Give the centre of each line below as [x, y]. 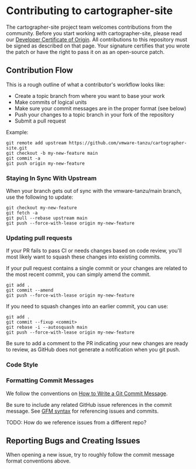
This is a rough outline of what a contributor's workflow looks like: [85, 84]
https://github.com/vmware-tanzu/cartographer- [128, 143]
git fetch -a [22, 213]
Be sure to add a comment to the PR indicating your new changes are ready [97, 344]
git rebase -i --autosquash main [47, 327]
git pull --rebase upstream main [47, 218]
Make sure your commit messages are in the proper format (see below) [100, 108]
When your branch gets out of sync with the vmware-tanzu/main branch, [94, 191]
